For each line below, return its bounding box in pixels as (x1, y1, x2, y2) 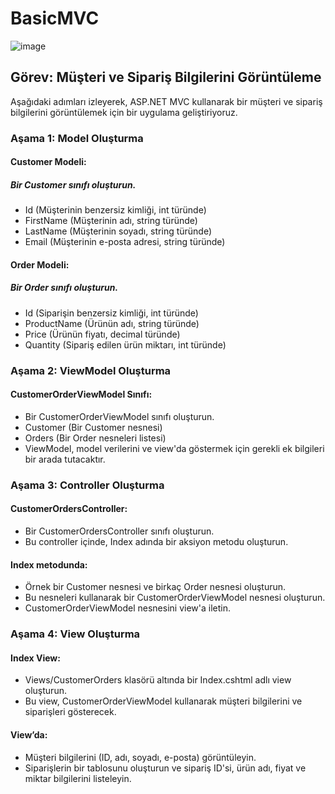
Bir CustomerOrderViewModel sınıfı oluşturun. (24, 410, 215, 422)
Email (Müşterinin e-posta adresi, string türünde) (24, 236, 226, 248)
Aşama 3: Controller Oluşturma (10, 478, 165, 492)
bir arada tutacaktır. (24, 453, 106, 465)
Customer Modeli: (10, 156, 87, 168)
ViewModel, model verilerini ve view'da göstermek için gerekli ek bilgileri (24, 442, 325, 454)
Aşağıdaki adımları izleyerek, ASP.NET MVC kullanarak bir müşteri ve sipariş (10, 95, 323, 107)
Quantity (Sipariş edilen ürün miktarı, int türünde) (24, 338, 227, 351)
